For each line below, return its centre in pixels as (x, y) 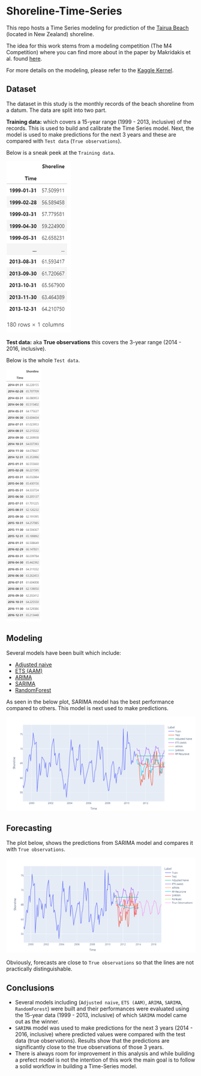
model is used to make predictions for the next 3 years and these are (91, 134)
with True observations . (36, 849)
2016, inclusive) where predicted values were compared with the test (100, 1034)
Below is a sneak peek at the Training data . (61, 152)
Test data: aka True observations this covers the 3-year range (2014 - (94, 342)
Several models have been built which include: (64, 653)
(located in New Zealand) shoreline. (50, 34)
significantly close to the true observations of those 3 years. (89, 1047)
